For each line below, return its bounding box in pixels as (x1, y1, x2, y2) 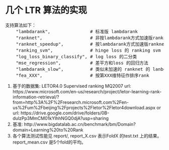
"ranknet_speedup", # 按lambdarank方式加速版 (16, 41, 148, 47)
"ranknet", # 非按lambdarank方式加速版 (16, 35, 153, 41)
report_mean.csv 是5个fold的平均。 (12, 139, 87, 145)
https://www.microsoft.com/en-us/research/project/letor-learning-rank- (12, 88, 162, 94)
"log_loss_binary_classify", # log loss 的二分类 (16, 54, 137, 59)
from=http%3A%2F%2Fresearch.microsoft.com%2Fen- (12, 99, 129, 105)
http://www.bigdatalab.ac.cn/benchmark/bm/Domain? (24, 121, 136, 127)
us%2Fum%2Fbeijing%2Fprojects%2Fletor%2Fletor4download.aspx (12, 104, 156, 110)
